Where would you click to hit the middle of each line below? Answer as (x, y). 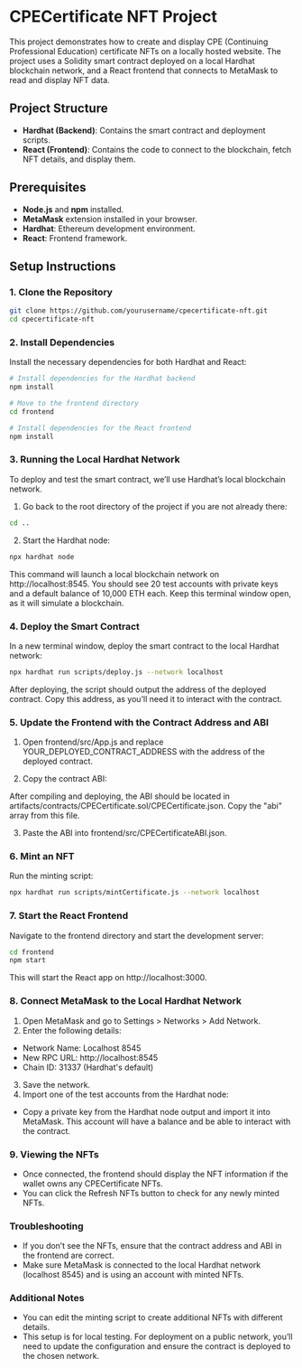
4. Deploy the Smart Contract (74, 626)
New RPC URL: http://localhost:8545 (90, 1057)
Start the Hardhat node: (66, 540)
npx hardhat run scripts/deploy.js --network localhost (116, 672)
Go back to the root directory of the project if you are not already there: (155, 506)
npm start (28, 960)
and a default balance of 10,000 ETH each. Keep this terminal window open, (150, 593)
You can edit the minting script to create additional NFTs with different (152, 1317)
